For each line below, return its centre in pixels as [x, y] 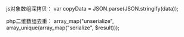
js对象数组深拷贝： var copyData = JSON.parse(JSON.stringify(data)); [93, 9]
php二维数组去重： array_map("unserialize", [60, 21]
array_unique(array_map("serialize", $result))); [63, 28]
